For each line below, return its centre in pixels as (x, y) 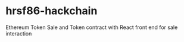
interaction (19, 33)
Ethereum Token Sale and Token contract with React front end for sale (92, 27)
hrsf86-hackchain (52, 11)
